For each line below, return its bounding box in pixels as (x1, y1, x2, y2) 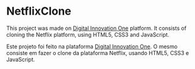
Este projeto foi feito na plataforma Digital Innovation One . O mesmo (6, 43, 178, 50)
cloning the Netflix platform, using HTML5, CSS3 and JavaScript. (6, 31, 170, 38)
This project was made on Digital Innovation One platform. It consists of (6, 24, 186, 32)
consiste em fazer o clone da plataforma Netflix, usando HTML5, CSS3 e (6, 49, 189, 56)
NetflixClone (6, 4, 72, 18)
